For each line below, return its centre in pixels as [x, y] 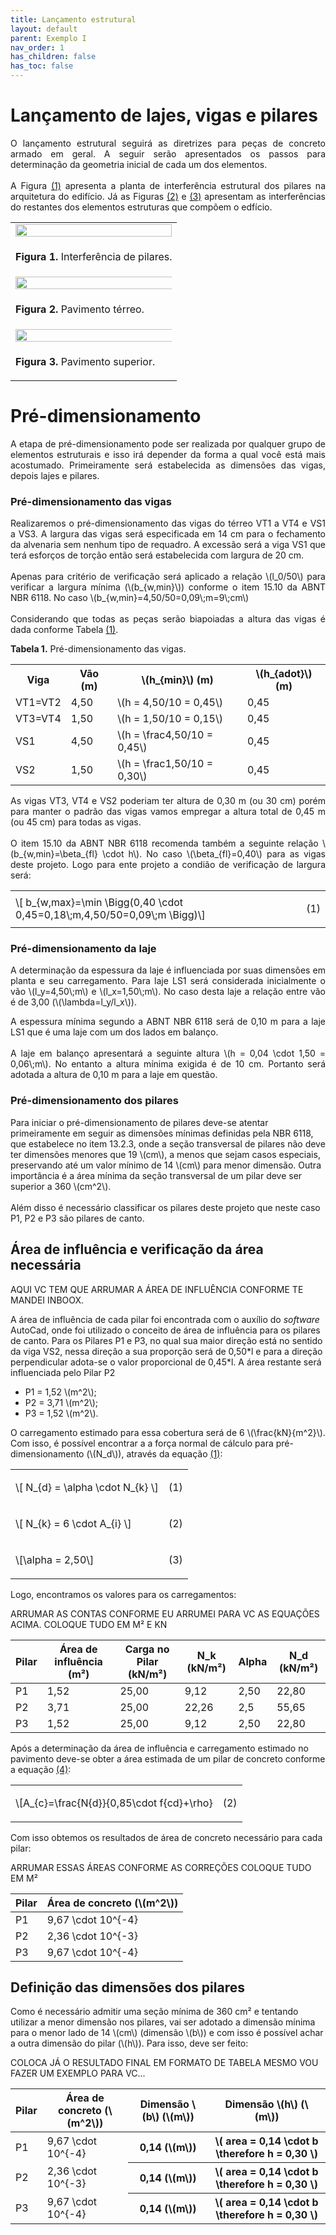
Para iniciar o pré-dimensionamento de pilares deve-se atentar [139, 1122]
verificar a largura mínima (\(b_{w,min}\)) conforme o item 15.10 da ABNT [168, 587]
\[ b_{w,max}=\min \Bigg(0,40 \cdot [99, 903]
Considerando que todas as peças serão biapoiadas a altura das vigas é [168, 619]
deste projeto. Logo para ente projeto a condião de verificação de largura [168, 865]
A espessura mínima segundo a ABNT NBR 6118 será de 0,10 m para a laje [168, 1022]
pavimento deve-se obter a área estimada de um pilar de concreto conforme [168, 1758]
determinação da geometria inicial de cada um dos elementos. [139, 164]
